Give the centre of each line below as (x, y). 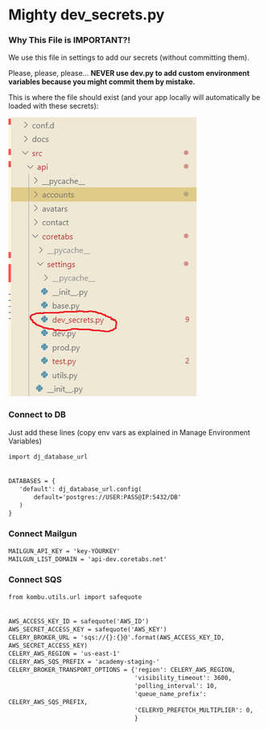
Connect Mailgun (43, 533)
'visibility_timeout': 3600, (183, 678)
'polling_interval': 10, (176, 686)
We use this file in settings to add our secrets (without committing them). (129, 57)
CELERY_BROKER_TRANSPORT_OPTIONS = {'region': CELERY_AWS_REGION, (122, 670)
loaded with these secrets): (54, 106)
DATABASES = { (32, 481)
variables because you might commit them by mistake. (102, 82)
